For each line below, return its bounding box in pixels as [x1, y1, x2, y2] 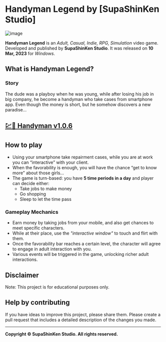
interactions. [12, 256, 38, 263]
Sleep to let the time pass [19, 196, 72, 202]
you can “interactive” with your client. [12, 159, 89, 165]
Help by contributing [5, 298, 70, 307]
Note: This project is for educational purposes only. [5, 284, 110, 290]
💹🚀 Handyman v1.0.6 [5, 122, 73, 130]
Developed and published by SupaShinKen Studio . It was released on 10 [5, 45, 154, 51]
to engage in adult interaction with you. [12, 246, 92, 252]
